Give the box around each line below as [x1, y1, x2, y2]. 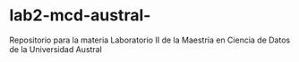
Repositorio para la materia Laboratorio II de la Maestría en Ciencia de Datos [9, 35, 291, 45]
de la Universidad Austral [9, 43, 103, 54]
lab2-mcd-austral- [9, 5, 151, 26]
